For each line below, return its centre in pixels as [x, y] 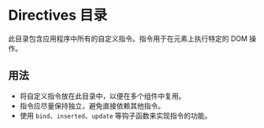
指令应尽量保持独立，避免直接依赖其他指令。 [92, 105]
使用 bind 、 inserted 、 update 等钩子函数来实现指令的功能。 [115, 115]
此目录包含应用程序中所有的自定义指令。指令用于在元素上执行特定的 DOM [128, 38]
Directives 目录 [58, 15]
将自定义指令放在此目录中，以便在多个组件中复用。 [102, 96]
